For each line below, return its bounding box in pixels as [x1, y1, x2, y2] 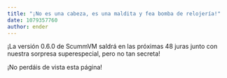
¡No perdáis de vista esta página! [7, 63, 103, 72]
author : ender [7, 23, 49, 30]
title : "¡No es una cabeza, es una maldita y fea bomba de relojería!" [7, 10, 221, 17]
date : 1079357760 [7, 17, 58, 24]
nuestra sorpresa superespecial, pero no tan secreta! [7, 49, 161, 58]
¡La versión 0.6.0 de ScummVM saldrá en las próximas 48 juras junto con [7, 42, 218, 51]
